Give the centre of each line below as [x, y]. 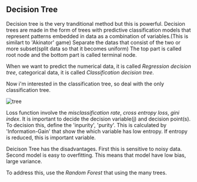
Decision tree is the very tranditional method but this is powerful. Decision [96, 23]
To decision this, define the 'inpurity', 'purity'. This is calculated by [86, 125]
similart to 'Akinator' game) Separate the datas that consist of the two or [94, 42]
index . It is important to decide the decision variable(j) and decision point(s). [98, 119]
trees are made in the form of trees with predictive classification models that [98, 30]
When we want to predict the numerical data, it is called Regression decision [98, 66]
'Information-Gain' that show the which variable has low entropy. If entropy [97, 131]
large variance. [24, 161]
